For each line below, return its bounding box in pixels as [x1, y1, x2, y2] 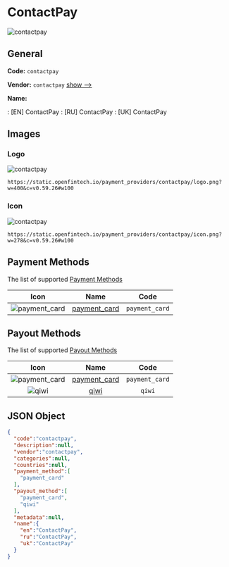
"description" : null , [13, 442, 74, 449]
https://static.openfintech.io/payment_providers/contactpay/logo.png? [7, 179, 222, 186]
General [7, 48, 44, 60]
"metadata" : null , [13, 513, 65, 521]
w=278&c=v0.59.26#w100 [7, 237, 74, 244]
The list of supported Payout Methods [7, 346, 118, 354]
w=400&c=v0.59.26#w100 [7, 185, 74, 192]
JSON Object [7, 410, 66, 422]
